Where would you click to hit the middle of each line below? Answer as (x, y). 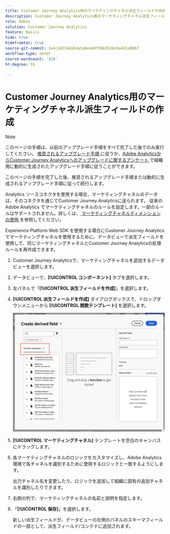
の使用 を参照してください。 (35, 220)
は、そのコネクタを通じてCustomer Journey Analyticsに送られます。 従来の (84, 201)
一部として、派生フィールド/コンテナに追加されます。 (77, 526)
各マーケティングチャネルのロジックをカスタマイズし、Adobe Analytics (87, 458)
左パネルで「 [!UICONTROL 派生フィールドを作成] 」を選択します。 (81, 288)
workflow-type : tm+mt (28, 53)
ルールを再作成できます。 (32, 249)
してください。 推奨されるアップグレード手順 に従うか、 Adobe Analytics (81, 154)
